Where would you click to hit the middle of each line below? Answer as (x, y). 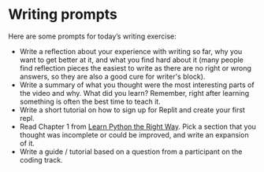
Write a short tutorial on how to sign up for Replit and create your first (132, 110)
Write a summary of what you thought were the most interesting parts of (137, 85)
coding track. (41, 159)
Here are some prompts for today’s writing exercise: (93, 36)
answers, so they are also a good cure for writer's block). (112, 76)
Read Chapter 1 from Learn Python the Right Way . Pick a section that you (138, 126)
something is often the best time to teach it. (90, 101)
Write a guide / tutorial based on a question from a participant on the (131, 152)
